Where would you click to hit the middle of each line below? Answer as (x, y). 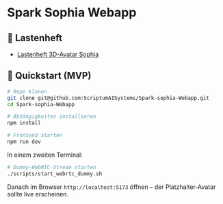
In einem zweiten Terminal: (45, 155)
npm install (24, 123)
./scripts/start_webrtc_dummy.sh (55, 174)
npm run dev (24, 142)
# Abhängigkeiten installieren (52, 117)
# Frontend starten (35, 136)
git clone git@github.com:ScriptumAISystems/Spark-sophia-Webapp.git (108, 98)
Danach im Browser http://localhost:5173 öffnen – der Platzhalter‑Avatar (112, 187)
